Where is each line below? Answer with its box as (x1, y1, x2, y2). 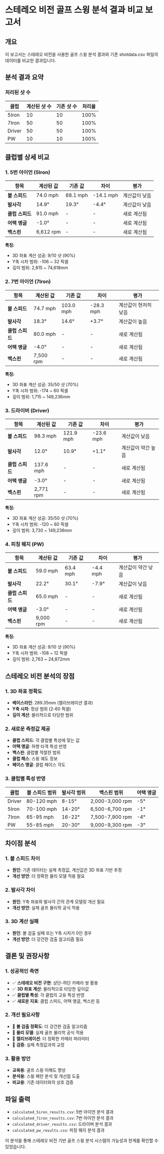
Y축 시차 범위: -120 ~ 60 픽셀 (12, 521, 69, 527)
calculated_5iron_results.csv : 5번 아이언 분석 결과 (12, 1109, 114, 1114)
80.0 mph (33, 330, 56, 337)
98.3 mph (34, 433, 57, 439)
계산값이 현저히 (119, 301, 152, 308)
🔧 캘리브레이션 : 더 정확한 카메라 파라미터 (12, 1035, 89, 1041)
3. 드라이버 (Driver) (5, 407, 50, 414)
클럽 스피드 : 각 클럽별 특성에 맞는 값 (12, 738, 80, 743)
